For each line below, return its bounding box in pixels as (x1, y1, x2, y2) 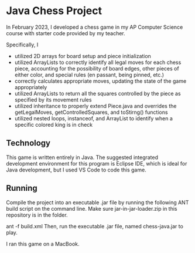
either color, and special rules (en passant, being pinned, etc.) (14, 71, 165, 78)
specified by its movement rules (14, 96, 92, 103)
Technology (6, 138, 51, 148)
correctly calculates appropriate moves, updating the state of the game (14, 77, 187, 85)
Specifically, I (6, 41, 39, 48)
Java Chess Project (6, 4, 102, 18)
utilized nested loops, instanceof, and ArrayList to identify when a (14, 114, 173, 122)
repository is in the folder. (6, 211, 69, 218)
